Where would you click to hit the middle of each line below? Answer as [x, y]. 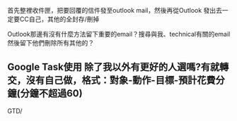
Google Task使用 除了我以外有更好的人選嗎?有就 [114, 67]
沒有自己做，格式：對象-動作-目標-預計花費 [121, 81]
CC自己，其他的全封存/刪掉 [59, 19]
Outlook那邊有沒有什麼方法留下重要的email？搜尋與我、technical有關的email [119, 34]
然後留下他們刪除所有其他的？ [51, 43]
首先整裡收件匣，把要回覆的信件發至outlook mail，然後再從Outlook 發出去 [115, 10]
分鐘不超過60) [51, 94]
